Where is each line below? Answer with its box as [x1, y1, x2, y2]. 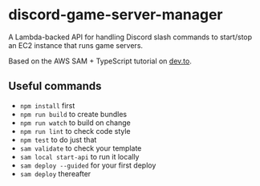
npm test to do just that [19, 135, 97, 144]
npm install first [19, 100, 75, 110]
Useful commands [8, 79, 102, 93]
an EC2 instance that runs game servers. [8, 40, 143, 50]
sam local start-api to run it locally [19, 152, 140, 161]
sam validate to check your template [19, 143, 142, 153]
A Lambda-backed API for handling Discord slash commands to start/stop [8, 32, 253, 42]
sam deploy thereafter [19, 168, 91, 178]
